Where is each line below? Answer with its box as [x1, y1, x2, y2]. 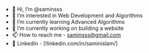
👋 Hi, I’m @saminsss [11, 6, 62, 13]
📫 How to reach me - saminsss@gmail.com [11, 32, 121, 38]
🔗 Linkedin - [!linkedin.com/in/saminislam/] [11, 40, 118, 47]
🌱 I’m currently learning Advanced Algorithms [11, 18, 125, 25]
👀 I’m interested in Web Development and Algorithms [11, 12, 143, 19]
